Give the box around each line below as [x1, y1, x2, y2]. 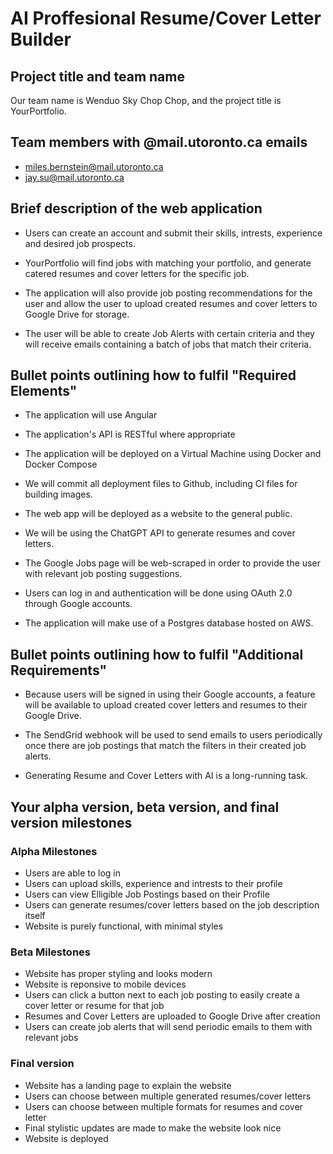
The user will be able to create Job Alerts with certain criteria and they [24, 327, 315, 339]
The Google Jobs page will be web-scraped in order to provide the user [24, 557, 321, 569]
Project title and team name [10, 68, 185, 85]
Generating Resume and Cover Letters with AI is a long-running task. [24, 770, 309, 782]
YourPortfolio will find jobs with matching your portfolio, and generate [24, 257, 312, 269]
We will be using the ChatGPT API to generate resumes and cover [24, 527, 296, 539]
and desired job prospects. [24, 237, 136, 249]
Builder [10, 28, 72, 51]
